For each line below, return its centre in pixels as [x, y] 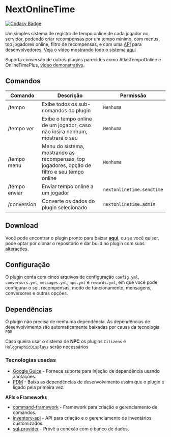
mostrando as [58, 153]
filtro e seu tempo [63, 172]
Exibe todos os [59, 104]
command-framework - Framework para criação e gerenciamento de [85, 407]
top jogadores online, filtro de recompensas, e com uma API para [74, 44]
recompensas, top [63, 159]
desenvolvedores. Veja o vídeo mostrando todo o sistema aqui [70, 50]
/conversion [22, 204]
